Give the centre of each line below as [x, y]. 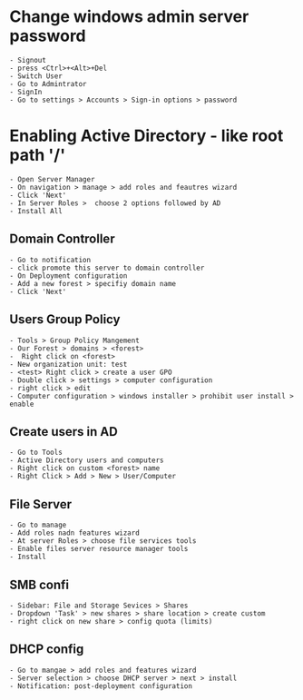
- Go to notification [50, 260]
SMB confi [39, 584]
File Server [41, 504]
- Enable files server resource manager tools [99, 549]
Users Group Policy [65, 320]
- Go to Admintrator [49, 84]
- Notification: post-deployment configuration [101, 686]
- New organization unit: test [68, 364]
